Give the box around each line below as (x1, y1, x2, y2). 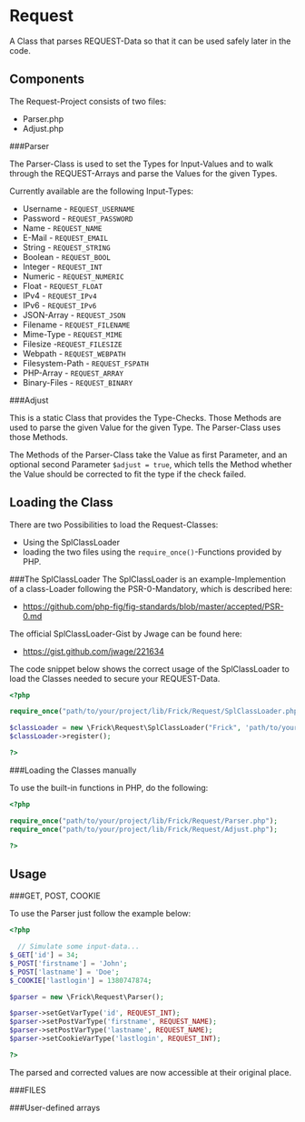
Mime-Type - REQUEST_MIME (22, 328, 123, 339)
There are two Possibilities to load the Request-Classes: (9, 519, 219, 530)
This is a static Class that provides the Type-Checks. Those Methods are (9, 412, 281, 423)
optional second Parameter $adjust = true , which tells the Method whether (9, 458, 292, 469)
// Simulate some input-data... (17, 942, 141, 951)
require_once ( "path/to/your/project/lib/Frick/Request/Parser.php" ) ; (9, 816, 279, 826)
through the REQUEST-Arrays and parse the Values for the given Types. (9, 167, 278, 178)
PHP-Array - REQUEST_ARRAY (22, 367, 124, 378)
